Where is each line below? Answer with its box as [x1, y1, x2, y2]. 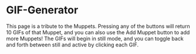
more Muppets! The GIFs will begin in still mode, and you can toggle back [6, 35, 184, 42]
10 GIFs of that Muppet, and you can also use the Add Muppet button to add [6, 28, 190, 35]
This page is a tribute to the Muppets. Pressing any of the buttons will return [6, 23, 190, 30]
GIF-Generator [6, 3, 79, 17]
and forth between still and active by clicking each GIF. [6, 41, 139, 48]
